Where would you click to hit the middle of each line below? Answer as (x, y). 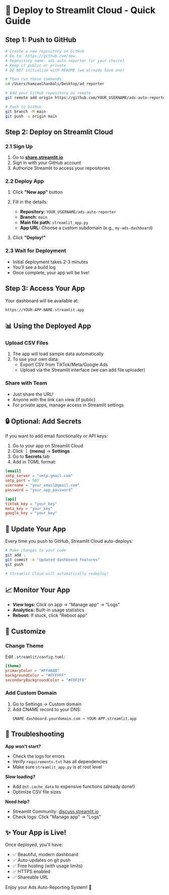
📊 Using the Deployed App (48, 326)
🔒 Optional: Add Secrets (43, 421)
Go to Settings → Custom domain (47, 704)
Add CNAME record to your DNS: (47, 709)
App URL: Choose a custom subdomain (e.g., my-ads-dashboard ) (86, 228)
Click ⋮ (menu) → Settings (41, 451)
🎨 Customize (26, 631)
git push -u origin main (31, 116)
